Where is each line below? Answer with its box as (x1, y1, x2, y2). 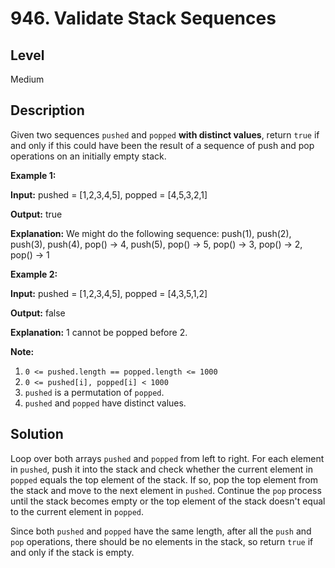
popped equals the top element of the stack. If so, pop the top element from (10, 473, 318, 486)
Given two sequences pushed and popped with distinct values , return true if (10, 128, 320, 141)
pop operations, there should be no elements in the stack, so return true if (10, 535, 314, 547)
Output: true (10, 208, 63, 220)
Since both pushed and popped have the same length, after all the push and (10, 525, 312, 537)
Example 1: (10, 169, 57, 181)
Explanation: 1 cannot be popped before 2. (10, 326, 188, 338)
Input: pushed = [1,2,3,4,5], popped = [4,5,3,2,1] (10, 188, 208, 201)
